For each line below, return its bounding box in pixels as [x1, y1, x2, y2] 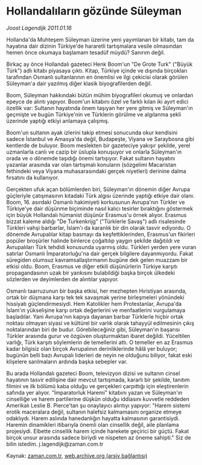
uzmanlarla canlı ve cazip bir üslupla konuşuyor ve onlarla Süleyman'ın [6, 148, 182, 155]
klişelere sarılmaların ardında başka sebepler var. [6, 358, 128, 365]
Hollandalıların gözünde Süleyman [6, 4, 182, 18]
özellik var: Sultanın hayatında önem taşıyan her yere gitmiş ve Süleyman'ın [6, 104, 193, 111]
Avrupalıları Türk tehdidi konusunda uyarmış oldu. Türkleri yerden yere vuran [6, 243, 197, 250]
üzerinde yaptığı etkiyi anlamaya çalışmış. [6, 117, 110, 125]
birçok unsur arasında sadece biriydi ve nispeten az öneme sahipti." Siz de [6, 434, 191, 441]
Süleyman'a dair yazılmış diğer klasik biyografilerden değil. [6, 80, 153, 87]
